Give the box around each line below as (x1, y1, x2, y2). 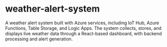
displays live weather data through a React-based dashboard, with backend (5, 30, 162, 36)
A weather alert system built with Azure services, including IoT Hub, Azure (5, 20, 159, 26)
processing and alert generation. (5, 36, 73, 42)
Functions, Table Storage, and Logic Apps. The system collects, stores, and (5, 25, 162, 31)
